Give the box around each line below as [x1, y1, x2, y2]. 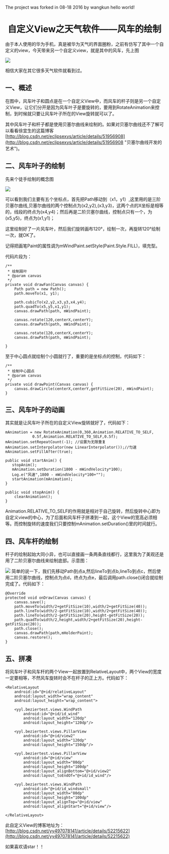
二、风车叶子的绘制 [5, 162, 65, 170]
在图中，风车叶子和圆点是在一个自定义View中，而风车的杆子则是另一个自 [5, 98, 157, 104]
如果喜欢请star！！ [5, 843, 44, 849]
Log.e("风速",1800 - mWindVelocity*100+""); [12, 472, 106, 477]
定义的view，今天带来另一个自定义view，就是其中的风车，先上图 [5, 47, 139, 53]
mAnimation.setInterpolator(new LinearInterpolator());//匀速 [5, 445, 137, 450]
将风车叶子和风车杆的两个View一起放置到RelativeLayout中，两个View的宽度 [5, 669, 162, 674]
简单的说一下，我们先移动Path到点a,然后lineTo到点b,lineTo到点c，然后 [11, 568, 157, 575]
